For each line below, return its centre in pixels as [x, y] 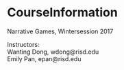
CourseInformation [62, 13]
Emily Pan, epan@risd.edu [44, 58]
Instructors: [23, 44]
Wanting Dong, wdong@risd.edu [53, 52]
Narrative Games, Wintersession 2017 [60, 31]
